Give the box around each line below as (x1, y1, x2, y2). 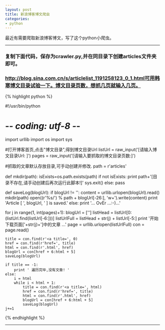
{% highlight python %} (5, 94, 53, 100)
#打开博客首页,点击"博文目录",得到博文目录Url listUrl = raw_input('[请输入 (5, 147, 153, 153)
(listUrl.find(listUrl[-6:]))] (5, 216, 55, 221)
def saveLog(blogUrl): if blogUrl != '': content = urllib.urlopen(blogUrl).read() (5, 190, 160, 195)
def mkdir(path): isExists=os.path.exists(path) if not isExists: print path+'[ (5, 174, 153, 180)
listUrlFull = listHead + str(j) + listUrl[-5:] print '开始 (55, 216, 159, 221)
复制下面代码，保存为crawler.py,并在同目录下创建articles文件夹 (5, 53, 157, 60)
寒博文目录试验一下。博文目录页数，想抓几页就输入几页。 (5, 82, 141, 89)
